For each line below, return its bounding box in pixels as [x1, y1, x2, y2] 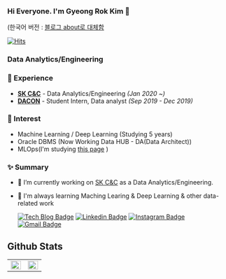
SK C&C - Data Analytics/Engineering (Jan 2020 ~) [17, 89, 166, 97]
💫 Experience [7, 73, 54, 83]
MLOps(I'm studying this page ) [17, 145, 108, 153]
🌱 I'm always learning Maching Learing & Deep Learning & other [17, 192, 202, 200]
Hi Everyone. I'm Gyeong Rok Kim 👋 [7, 6, 130, 16]
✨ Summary [7, 162, 49, 172]
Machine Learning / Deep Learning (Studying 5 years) [17, 129, 173, 138]
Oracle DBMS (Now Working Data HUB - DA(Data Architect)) [17, 137, 192, 145]
